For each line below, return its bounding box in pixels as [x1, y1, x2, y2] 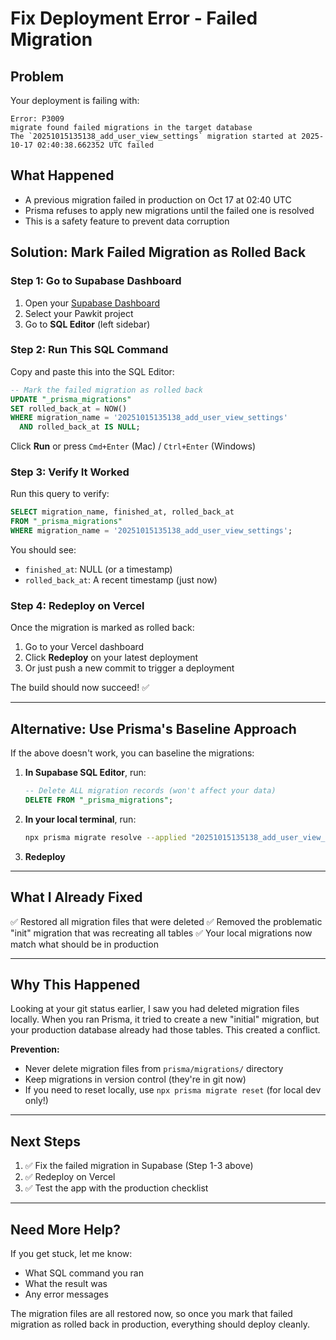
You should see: [10, 544, 77, 556]
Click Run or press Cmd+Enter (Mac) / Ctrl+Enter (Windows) [10, 440, 257, 452]
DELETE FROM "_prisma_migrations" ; [24, 795, 174, 806]
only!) [24, 1095, 49, 1107]
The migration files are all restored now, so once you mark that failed [10, 1308, 293, 1320]
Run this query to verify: [10, 488, 110, 500]
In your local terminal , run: [24, 813, 137, 825]
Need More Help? [10, 1221, 122, 1238]
